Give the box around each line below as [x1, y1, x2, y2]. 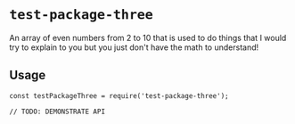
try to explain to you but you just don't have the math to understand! [9, 42, 259, 53]
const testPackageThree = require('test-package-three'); [9, 91, 229, 100]
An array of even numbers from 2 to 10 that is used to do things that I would [9, 32, 287, 43]
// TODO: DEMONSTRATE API [9, 107, 105, 116]
